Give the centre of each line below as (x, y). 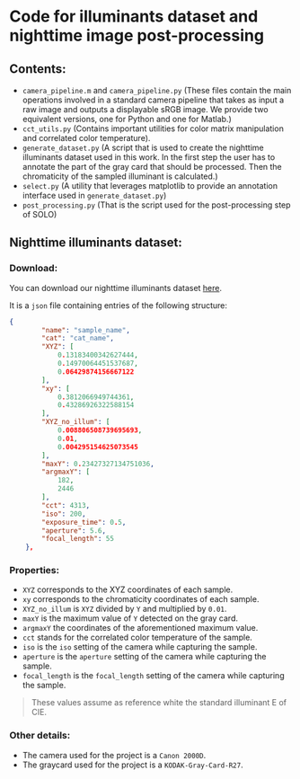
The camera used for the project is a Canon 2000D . (114, 755)
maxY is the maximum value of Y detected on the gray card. (130, 618)
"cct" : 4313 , (66, 505)
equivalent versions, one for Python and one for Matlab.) (127, 119)
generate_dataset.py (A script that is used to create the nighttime (143, 147)
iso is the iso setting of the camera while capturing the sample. (140, 647)
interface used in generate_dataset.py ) (94, 195)
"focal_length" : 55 (78, 539)
